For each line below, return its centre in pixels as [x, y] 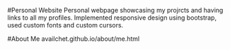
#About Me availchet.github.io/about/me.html [74, 39]
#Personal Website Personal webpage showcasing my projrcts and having [115, 10]
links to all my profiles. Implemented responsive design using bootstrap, [112, 18]
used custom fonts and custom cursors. [65, 25]
